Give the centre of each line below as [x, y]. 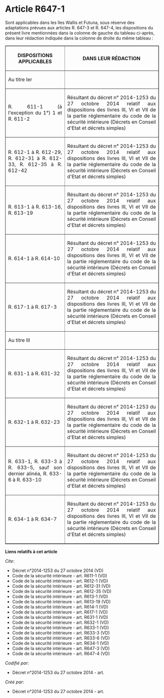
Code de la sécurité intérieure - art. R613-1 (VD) [60, 596]
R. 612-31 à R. [28, 158]
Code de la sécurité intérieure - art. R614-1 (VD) [60, 607]
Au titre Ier [20, 79]
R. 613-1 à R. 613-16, [35, 207]
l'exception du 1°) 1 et [35, 112]
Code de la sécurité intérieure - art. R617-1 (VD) [60, 612]
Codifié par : [17, 663]
